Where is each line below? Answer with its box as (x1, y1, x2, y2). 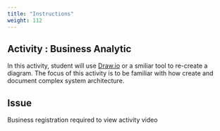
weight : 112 (7, 17, 42, 24)
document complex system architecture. (7, 77, 125, 85)
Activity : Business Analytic (7, 43, 132, 55)
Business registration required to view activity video (7, 116, 158, 124)
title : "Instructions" (7, 10, 74, 18)
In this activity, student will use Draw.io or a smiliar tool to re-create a (7, 61, 208, 70)
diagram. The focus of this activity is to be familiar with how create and (7, 69, 214, 77)
